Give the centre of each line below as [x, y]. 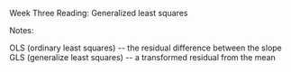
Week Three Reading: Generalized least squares [99, 13]
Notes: [22, 30]
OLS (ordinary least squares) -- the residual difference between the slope [145, 48]
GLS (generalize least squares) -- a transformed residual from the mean [143, 57]
